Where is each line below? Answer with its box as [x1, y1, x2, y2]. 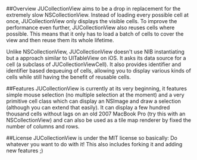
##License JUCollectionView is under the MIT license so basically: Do [6, 134, 177, 142]
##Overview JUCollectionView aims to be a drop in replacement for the [6, 5, 181, 12]
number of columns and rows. [6, 123, 80, 130]
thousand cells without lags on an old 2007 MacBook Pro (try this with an [6, 110, 186, 117]
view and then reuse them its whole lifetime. [6, 37, 114, 43]
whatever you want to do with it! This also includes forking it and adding [6, 141, 183, 148]
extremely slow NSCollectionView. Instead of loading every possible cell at [6, 11, 189, 18]
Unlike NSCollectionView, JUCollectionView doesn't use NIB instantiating [6, 48, 185, 55]
